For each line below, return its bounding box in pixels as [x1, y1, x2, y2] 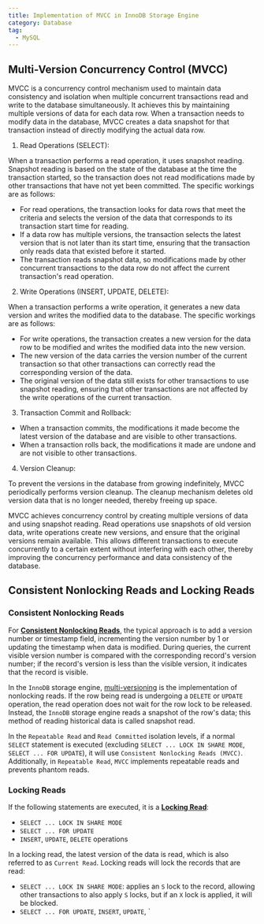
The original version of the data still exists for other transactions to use [19, 376, 250, 386]
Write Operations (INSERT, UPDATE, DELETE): [19, 287, 169, 296]
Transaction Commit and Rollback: [19, 408, 132, 417]
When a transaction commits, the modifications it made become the [19, 423, 240, 433]
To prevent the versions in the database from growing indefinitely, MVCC [8, 479, 245, 488]
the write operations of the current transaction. [19, 393, 172, 403]
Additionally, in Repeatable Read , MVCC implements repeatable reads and [8, 756, 240, 766]
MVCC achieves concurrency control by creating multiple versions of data [8, 511, 248, 521]
